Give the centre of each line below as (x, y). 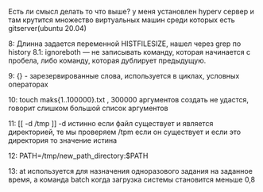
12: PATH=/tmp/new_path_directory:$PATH (78, 156)
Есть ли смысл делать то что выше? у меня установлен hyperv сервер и (131, 12)
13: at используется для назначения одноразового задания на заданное (130, 171)
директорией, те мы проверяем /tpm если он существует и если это (124, 132)
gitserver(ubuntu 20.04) (48, 28)
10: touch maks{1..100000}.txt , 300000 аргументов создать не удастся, (128, 100)
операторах (29, 84)
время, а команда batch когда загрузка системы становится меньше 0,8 (132, 179)
